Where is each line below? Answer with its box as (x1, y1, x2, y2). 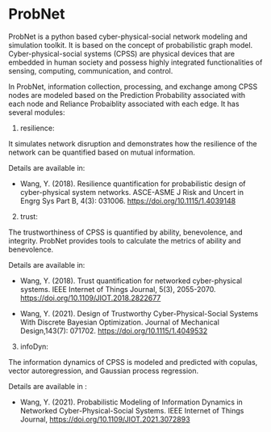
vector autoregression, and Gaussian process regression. (8, 366, 199, 375)
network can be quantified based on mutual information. (8, 147, 195, 157)
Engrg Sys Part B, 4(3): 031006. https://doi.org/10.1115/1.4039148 (19, 196, 236, 205)
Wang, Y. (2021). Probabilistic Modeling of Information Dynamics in (19, 397, 244, 407)
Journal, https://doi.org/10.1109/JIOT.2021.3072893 (19, 414, 191, 424)
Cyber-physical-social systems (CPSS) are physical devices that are (8, 49, 236, 58)
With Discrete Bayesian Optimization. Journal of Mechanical (19, 317, 220, 327)
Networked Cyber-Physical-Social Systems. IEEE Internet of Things (19, 405, 244, 415)
